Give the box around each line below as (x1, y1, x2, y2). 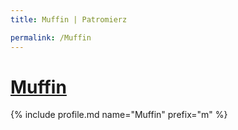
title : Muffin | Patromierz (10, 14, 128, 25)
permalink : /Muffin (10, 32, 92, 43)
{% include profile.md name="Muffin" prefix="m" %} (10, 109, 228, 121)
